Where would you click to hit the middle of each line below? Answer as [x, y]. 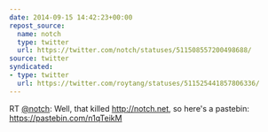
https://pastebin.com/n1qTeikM [66, 118]
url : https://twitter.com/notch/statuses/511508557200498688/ [134, 50]
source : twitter [39, 58]
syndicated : [31, 67]
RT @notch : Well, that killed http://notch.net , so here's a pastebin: [130, 108]
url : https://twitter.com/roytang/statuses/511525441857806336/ [138, 83]
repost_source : [37, 26]
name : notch [39, 34]
